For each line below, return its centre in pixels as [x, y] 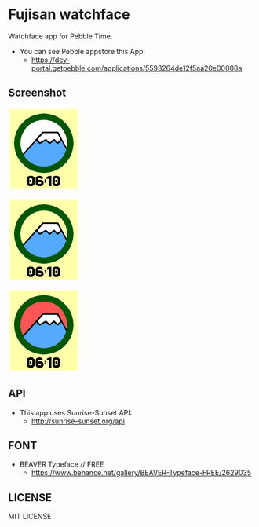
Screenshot [37, 93]
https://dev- [51, 60]
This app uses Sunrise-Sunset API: [76, 412]
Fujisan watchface [69, 15]
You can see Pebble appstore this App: [82, 51]
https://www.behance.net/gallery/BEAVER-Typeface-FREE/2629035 [141, 473]
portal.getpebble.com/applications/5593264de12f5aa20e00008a [137, 68]
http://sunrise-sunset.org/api [78, 421]
